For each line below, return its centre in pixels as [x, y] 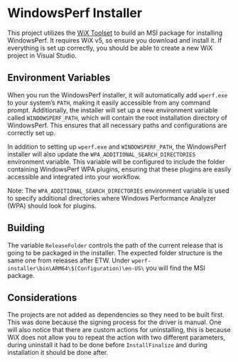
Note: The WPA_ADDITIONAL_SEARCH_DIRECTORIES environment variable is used [118, 191]
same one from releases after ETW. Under [69, 260]
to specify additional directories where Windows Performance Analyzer [112, 198]
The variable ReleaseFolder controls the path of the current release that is [115, 245]
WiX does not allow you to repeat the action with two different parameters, [117, 337]
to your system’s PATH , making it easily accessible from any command [109, 102]
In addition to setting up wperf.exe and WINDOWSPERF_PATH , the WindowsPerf [117, 147]
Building [26, 228]
